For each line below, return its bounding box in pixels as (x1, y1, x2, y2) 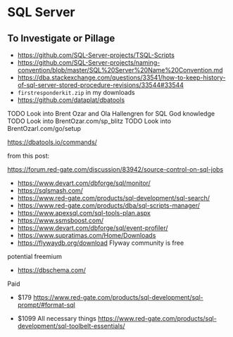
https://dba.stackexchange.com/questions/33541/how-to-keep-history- (17, 73, 226, 82)
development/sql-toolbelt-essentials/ (17, 322, 125, 330)
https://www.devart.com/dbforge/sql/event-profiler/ (17, 224, 168, 232)
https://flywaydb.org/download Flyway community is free (17, 239, 184, 247)
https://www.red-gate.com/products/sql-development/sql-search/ (17, 194, 210, 202)
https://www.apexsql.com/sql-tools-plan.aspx (17, 209, 151, 217)
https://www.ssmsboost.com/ (17, 216, 104, 224)
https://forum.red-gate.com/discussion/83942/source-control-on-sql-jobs (7, 165, 224, 173)
